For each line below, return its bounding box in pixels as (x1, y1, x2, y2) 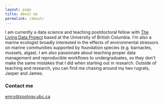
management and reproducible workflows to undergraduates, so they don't (5, 55, 156, 61)
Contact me (5, 83, 34, 89)
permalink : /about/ (5, 16, 45, 21)
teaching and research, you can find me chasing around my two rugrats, (5, 65, 150, 71)
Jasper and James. (5, 71, 44, 76)
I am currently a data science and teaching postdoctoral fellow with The (5, 30, 149, 35)
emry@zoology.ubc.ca (5, 93, 51, 99)
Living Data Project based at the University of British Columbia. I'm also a (5, 34, 152, 40)
